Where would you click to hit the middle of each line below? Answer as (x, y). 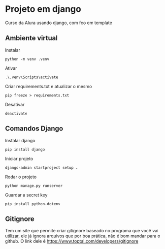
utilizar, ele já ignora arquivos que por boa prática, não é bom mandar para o (83, 236)
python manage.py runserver (34, 186)
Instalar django (20, 140)
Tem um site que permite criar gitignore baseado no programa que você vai (82, 231)
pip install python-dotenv (33, 204)
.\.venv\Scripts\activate (32, 77)
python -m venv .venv (27, 59)
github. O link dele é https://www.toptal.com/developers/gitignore (72, 241)
